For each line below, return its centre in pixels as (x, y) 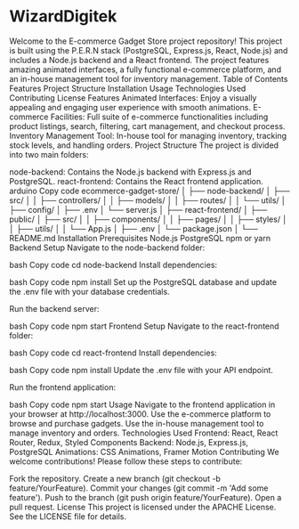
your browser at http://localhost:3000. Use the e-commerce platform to (140, 414)
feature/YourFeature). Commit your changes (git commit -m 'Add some (139, 488)
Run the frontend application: (63, 387)
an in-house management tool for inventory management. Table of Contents (149, 78)
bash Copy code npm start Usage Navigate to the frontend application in (142, 404)
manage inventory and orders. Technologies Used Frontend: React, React (144, 433)
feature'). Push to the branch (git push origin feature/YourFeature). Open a (145, 497)
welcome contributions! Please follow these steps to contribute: (126, 461)
